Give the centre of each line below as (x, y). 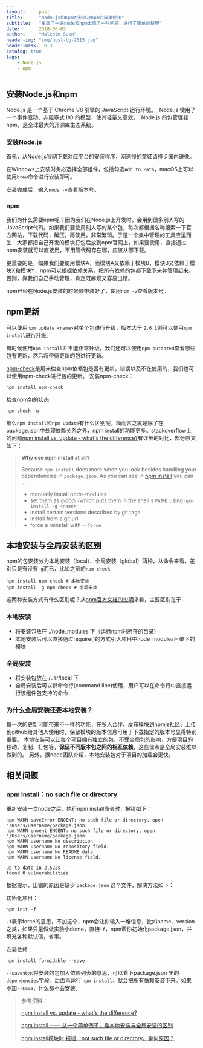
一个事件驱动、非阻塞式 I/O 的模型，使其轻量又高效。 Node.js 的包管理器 (97, 117)
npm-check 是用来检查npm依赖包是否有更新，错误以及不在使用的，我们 (95, 368)
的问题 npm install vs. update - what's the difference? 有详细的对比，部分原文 (101, 438)
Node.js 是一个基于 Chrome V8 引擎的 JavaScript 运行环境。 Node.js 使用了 (101, 110)
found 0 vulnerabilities (37, 873)
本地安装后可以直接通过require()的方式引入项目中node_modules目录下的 (105, 638)
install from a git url (54, 519)
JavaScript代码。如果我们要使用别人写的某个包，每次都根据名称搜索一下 (96, 227)
